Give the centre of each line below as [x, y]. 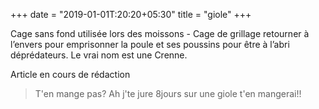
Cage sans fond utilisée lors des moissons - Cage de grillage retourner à [160, 33]
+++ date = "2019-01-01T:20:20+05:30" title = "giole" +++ [131, 14]
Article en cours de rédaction [70, 74]
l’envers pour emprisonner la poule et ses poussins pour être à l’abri [150, 44]
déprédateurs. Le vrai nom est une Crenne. [99, 55]
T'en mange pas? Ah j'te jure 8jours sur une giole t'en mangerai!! [168, 93]
